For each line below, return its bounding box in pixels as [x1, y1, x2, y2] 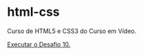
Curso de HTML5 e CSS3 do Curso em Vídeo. [7, 27, 137, 35]
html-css [7, 4, 60, 20]
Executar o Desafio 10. [7, 40, 71, 48]
